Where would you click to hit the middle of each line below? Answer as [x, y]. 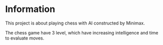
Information [30, 9]
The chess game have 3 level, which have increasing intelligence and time [82, 32]
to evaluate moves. [25, 38]
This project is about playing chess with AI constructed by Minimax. [75, 23]
